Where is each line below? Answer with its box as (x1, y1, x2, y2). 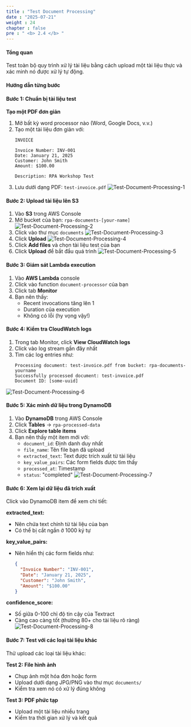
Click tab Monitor (14, 287, 58, 294)
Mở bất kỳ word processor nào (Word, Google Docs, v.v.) (14, 120, 153, 127)
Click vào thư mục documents (14, 229, 84, 236)
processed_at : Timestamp (23, 465, 86, 472)
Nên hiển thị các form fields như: (14, 550, 95, 557)
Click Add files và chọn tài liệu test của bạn (14, 242, 120, 249)
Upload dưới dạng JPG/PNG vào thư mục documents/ (14, 679, 142, 686)
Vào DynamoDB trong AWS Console (14, 415, 103, 422)
